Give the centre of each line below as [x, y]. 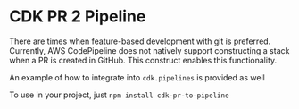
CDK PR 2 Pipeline [78, 17]
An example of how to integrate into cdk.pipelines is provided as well [137, 77]
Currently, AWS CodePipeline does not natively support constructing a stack [149, 50]
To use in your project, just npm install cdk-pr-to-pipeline [119, 95]
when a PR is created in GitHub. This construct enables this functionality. [143, 60]
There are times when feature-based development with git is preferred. [140, 41]
